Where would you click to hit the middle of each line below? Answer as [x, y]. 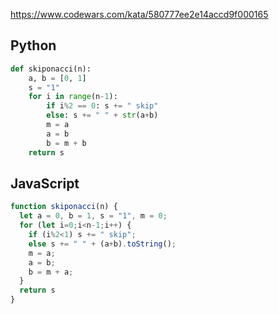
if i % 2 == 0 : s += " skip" [102, 106]
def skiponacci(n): [51, 69]
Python [33, 45]
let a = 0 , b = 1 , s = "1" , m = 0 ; [93, 216]
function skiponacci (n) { [64, 207]
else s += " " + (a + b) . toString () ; [102, 244]
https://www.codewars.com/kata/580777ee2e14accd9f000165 [139, 14]
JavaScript [45, 183]
